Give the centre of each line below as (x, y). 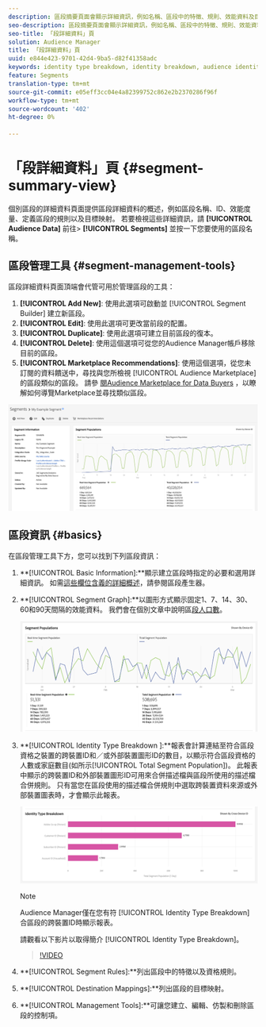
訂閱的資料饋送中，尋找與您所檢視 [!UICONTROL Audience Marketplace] (138, 372)
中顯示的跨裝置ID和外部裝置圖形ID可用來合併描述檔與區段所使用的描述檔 (137, 775)
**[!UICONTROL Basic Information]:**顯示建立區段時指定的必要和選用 (134, 572)
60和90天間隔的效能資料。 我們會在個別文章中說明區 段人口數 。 (123, 609)
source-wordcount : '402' (49, 109)
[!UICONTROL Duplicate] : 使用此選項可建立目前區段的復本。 (118, 333)
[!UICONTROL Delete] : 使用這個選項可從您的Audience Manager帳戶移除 (137, 343)
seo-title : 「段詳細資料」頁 (51, 33)
